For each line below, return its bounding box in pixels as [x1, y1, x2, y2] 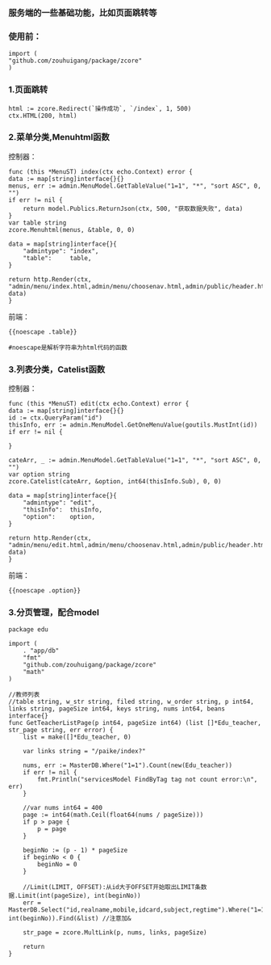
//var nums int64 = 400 [23, 804, 103, 812]
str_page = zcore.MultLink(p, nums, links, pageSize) [23, 929, 207, 937]
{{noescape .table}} [8, 327, 78, 336]
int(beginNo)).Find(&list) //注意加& [8, 915, 131, 923]
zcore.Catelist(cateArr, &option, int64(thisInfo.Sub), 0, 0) [8, 478, 222, 486]
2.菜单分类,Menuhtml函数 [8, 132, 110, 143]
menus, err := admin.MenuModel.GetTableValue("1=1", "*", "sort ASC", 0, [8, 182, 262, 190]
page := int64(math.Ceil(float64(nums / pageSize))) [23, 811, 204, 820]
